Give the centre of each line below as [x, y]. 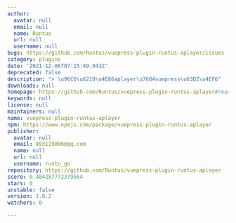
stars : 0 [20, 183]
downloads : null [31, 86]
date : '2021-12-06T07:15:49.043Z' [58, 66]
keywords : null [29, 99]
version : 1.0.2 [29, 196]
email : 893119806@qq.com [50, 144]
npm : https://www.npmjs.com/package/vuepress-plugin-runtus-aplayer [110, 124]
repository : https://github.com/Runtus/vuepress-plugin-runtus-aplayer [114, 170]
